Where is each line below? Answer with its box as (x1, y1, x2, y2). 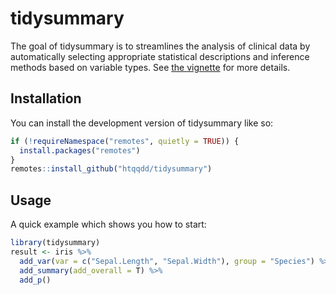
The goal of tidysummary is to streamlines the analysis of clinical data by (10, 40, 311, 52)
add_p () (19, 275, 52, 285)
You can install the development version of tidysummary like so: (10, 117, 274, 129)
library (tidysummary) (10, 238, 101, 248)
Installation (10, 90, 82, 107)
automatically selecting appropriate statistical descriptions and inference (10, 50, 310, 62)
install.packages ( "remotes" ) (19, 145, 141, 156)
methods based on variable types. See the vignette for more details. (10, 61, 291, 73)
